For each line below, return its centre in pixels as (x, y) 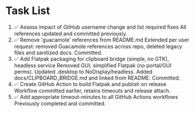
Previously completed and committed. (60, 103)
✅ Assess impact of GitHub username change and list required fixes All (100, 27)
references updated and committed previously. (70, 33)
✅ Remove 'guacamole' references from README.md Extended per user (101, 40)
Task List (28, 11)
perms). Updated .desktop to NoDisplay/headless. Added (83, 71)
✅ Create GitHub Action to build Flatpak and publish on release (90, 84)
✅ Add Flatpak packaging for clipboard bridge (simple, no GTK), (91, 59)
